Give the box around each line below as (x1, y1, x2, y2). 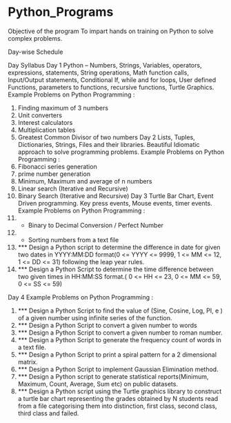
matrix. (17, 357, 38, 366)
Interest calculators (17, 118, 73, 126)
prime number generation (17, 170, 91, 178)
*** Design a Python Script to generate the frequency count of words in (17, 335, 221, 344)
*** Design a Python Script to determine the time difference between (17, 265, 214, 273)
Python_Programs (8, 4, 114, 20)
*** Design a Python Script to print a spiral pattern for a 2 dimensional (17, 350, 217, 359)
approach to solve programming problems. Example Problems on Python (17, 148, 225, 156)
